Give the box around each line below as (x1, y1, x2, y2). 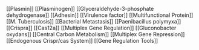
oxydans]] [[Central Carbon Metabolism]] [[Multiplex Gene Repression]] (6, 31, 185, 38)
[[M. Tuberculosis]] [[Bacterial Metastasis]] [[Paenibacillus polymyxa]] (6, 18, 181, 25)
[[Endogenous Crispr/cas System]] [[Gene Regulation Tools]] (6, 37, 158, 44)
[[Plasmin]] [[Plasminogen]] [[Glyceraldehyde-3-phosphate (6, 5, 154, 12)
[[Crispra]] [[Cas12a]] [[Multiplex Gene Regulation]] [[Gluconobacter (6, 24, 177, 31)
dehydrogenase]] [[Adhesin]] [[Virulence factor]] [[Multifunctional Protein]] (6, 11, 194, 19)
